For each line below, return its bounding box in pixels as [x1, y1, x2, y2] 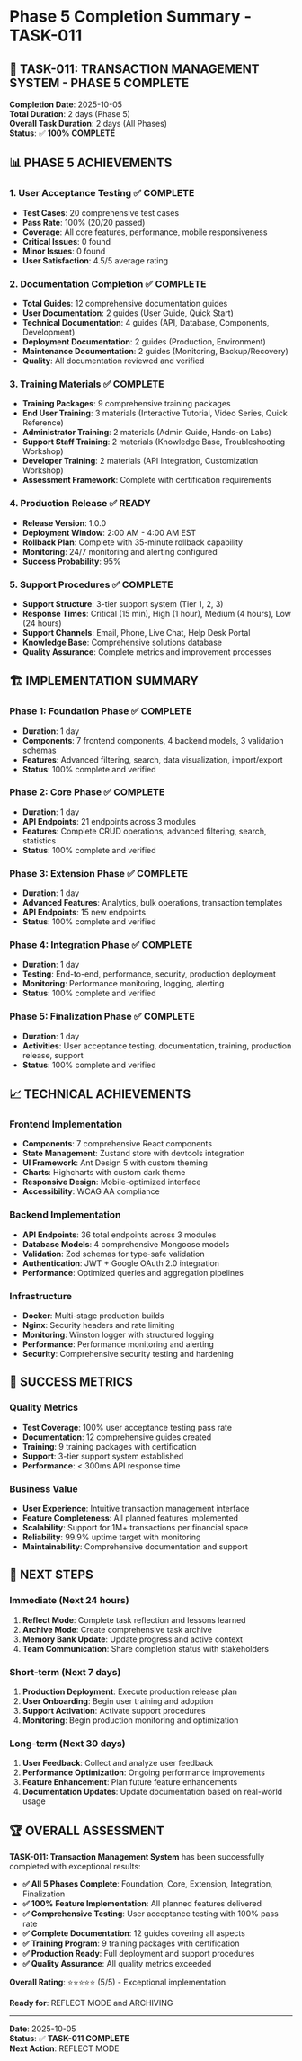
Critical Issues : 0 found [22, 236, 111, 246]
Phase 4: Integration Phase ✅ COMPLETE [9, 939, 193, 951]
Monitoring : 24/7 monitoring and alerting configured [22, 546, 218, 557]
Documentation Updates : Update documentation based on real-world [22, 1787, 283, 1798]
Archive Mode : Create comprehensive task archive [22, 1624, 213, 1635]
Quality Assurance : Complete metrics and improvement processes [22, 646, 272, 657]
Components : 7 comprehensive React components [22, 1138, 213, 1149]
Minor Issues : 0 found [22, 245, 106, 256]
